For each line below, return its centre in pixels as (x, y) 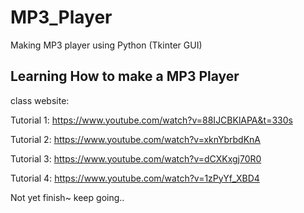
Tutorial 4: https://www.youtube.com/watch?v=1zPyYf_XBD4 (135, 178)
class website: (40, 100)
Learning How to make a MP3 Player (125, 76)
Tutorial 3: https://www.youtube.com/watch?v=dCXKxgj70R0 (136, 158)
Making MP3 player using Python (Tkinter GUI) (106, 45)
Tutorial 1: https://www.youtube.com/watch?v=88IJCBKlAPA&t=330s (151, 120)
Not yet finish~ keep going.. (67, 197)
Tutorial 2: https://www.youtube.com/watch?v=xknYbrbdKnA (136, 139)
